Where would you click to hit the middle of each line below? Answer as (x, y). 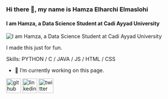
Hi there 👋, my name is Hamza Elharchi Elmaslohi (77, 9)
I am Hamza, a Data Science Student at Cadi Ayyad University (83, 23)
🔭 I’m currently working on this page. (59, 70)
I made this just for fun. (34, 48)
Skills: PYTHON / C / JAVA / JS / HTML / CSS (61, 59)
